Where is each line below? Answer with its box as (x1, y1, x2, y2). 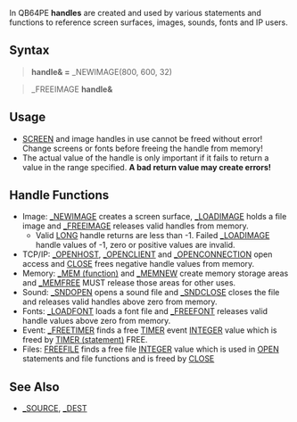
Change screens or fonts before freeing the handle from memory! (21, 143, 263, 153)
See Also (9, 379, 60, 394)
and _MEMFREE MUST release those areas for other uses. (21, 277, 236, 288)
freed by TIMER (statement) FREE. (21, 335, 148, 345)
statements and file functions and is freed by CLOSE (21, 353, 215, 364)
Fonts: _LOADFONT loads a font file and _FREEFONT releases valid (21, 306, 268, 317)
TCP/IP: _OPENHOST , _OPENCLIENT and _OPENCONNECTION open (21, 249, 273, 260)
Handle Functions (9, 187, 110, 203)
